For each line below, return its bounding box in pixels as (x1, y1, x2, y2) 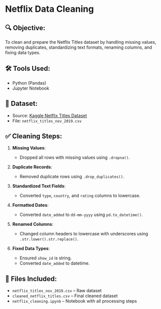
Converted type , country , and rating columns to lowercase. (19, 193, 141, 199)
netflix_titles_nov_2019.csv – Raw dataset (12, 288, 102, 294)
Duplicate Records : (12, 164, 53, 170)
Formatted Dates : (12, 202, 49, 208)
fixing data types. (5, 50, 41, 55)
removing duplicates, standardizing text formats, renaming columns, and (5, 44, 153, 50)
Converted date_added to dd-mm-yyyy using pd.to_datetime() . (19, 212, 143, 217)
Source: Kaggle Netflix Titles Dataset (12, 112, 87, 119)
